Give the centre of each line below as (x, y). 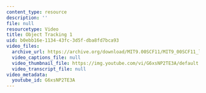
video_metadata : (27, 75)
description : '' (27, 18)
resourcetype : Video (33, 29)
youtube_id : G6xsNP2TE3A (44, 80)
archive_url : (29, 52)
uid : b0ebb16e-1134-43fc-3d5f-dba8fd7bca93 (63, 40)
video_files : (23, 46)
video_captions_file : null (46, 58)
